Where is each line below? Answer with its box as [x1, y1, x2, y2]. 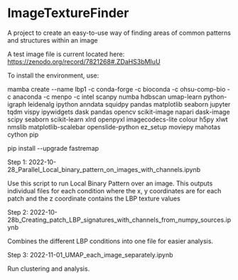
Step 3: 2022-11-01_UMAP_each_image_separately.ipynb [7, 250, 173, 259]
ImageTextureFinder [7, 5, 129, 21]
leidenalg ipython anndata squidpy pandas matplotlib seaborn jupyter [27, 99, 231, 108]
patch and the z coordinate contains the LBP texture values [7, 194, 181, 203]
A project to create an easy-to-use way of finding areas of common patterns [7, 28, 231, 37]
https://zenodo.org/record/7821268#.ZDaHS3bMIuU [7, 57, 161, 65]
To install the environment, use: [7, 71, 99, 80]
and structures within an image [7, 36, 98, 44]
